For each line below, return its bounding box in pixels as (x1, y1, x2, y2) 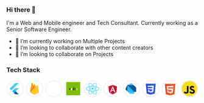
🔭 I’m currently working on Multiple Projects (15, 38, 125, 45)
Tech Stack (6, 66, 41, 74)
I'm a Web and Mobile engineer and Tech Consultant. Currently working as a (6, 20, 198, 27)
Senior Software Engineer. (6, 26, 72, 33)
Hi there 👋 (6, 5, 37, 14)
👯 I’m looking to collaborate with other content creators (15, 44, 153, 51)
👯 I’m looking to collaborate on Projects (15, 51, 114, 58)
